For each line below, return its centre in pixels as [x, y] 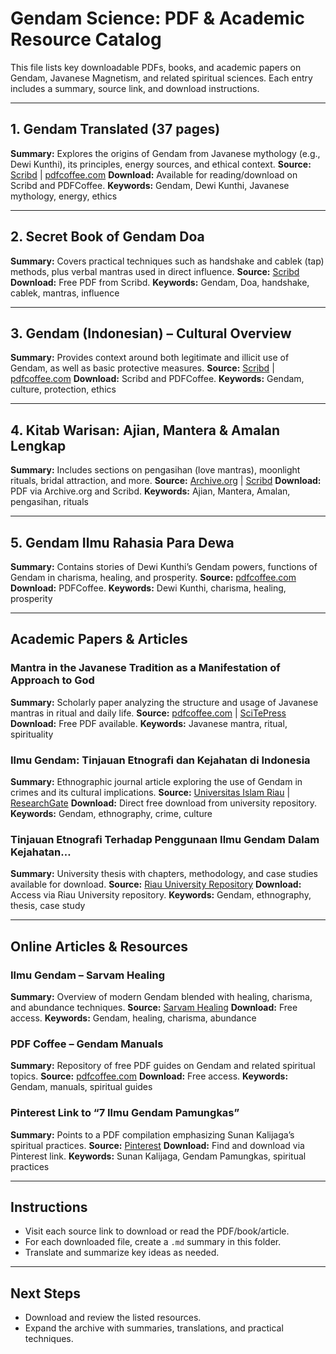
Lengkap [38, 445]
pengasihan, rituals [49, 502]
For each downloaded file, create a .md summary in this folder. [153, 1242]
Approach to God [52, 680]
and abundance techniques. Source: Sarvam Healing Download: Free [154, 1007]
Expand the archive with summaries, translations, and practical [154, 1328]
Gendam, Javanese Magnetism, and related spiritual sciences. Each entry [161, 78]
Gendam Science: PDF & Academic [157, 18]
